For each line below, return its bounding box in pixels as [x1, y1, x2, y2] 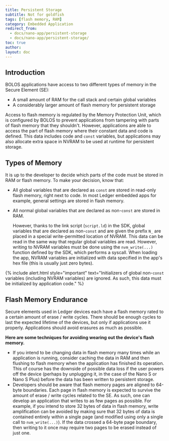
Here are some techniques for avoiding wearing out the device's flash [5, 334, 154, 340]
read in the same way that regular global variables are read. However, [12, 239, 157, 245]
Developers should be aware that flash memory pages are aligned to [12, 382, 155, 388]
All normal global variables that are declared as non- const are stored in [12, 208, 160, 214]
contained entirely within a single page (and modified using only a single [12, 414, 163, 420]
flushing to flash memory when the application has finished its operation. [12, 360, 164, 366]
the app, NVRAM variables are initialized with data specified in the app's [12, 255, 163, 261]
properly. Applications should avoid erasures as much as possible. [5, 325, 143, 331]
